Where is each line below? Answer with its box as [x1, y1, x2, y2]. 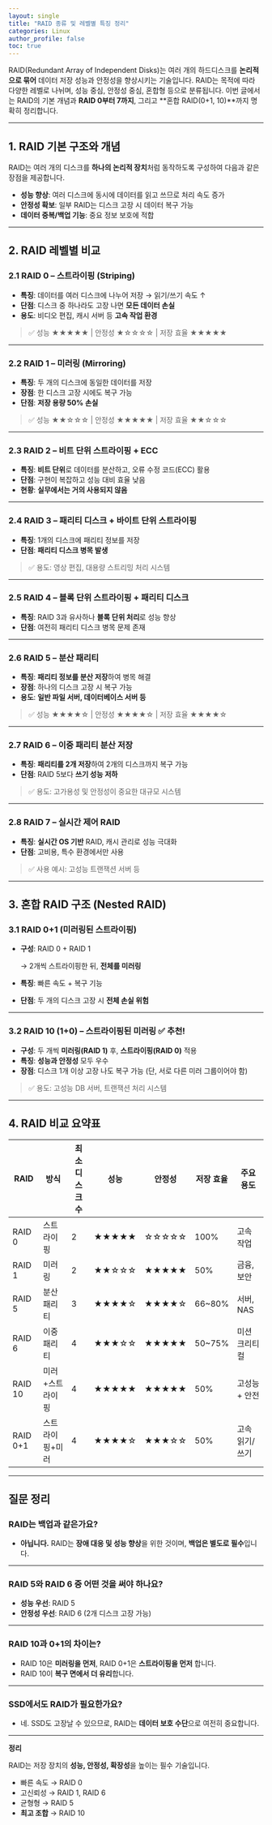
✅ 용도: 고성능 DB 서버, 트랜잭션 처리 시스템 [28, 1083, 168, 1093]
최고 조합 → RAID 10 [19, 1808, 85, 1818]
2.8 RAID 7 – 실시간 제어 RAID [8, 817, 121, 828]
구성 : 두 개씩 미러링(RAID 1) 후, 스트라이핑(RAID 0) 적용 [19, 1046, 198, 1055]
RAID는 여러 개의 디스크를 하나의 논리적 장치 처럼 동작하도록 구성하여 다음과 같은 [8, 162, 260, 172]
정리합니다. [23, 106, 59, 116]
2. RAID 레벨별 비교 [8, 244, 101, 258]
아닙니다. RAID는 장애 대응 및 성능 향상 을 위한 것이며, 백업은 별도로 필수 [19, 1539, 244, 1548]
